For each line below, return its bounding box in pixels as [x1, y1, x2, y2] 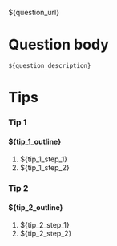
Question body [8, 36, 110, 54]
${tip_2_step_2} [19, 228, 72, 239]
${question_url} [8, 8, 60, 17]
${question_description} [8, 61, 91, 69]
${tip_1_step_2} [19, 163, 70, 173]
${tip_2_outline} [8, 202, 64, 212]
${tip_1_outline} [8, 137, 62, 146]
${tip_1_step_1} [19, 154, 68, 164]
